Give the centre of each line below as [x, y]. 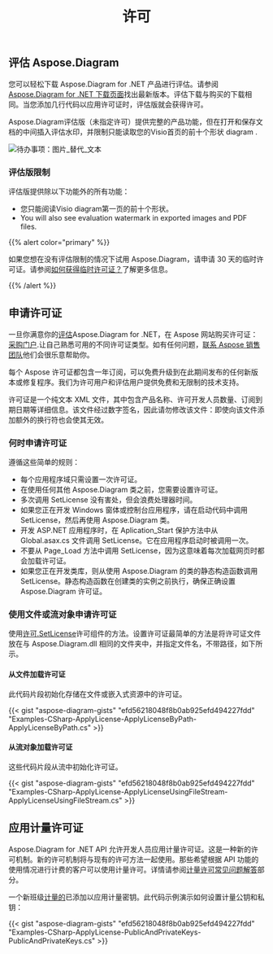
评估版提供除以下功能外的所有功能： [69, 191]
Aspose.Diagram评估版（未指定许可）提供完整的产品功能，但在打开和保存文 [136, 121]
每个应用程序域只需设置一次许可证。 [81, 479]
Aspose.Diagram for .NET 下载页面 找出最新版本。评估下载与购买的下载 [127, 94]
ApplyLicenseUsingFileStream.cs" [65, 800]
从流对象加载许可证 [41, 747]
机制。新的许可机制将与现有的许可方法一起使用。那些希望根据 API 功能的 [137, 859]
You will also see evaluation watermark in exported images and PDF [134, 217]
